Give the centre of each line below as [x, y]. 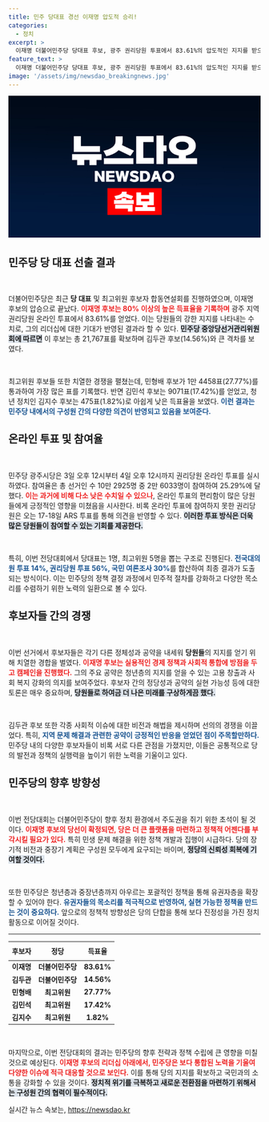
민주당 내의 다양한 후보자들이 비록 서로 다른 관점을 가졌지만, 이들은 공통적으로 [129, 745]
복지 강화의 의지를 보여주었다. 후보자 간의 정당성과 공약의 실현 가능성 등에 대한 [138, 683]
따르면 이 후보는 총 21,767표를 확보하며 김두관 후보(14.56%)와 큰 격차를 [134, 339]
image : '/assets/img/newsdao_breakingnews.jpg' [89, 76]
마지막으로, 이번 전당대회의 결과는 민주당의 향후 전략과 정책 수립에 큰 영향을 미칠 [133, 1052]
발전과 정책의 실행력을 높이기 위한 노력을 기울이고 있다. [102, 755]
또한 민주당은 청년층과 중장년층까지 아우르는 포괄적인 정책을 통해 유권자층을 [126, 892]
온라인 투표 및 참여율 [56, 439]
